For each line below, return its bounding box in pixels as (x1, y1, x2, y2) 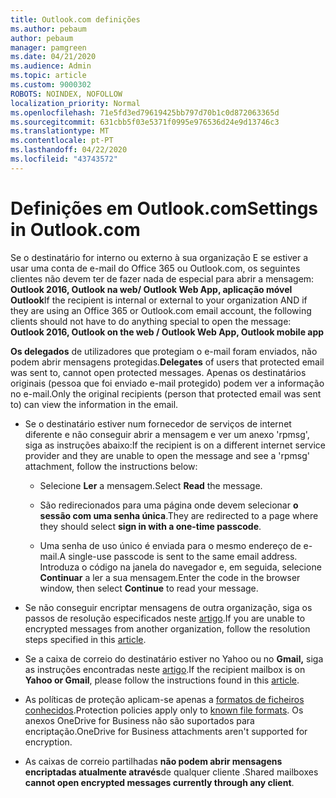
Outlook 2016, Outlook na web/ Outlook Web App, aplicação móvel (10, 283, 293, 295)
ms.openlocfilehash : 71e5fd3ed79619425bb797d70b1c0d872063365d (10, 107, 280, 118)
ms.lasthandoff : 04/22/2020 (10, 145, 128, 155)
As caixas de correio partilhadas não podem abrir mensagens (24, 755, 283, 767)
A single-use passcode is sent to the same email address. (59, 550, 298, 562)
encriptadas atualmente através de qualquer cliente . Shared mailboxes (24, 766, 319, 778)
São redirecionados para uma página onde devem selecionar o (39, 499, 299, 511)
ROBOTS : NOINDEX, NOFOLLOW (10, 89, 123, 99)
